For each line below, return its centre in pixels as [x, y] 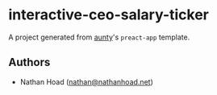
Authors [29, 62]
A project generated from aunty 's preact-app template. [99, 37]
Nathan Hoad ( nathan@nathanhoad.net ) [86, 81]
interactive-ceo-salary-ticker [109, 15]
